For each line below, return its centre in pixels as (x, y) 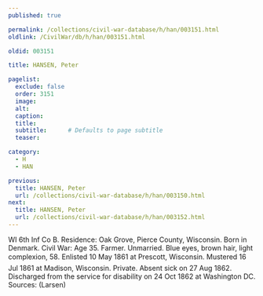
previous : (24, 181)
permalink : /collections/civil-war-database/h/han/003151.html (114, 29)
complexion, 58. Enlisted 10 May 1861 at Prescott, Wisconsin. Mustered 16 (127, 257)
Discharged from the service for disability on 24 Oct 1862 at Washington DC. (132, 276)
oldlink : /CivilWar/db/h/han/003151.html (77, 37)
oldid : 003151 (31, 51)
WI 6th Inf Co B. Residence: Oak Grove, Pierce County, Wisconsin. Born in (128, 239)
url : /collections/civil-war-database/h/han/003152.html (110, 217)
